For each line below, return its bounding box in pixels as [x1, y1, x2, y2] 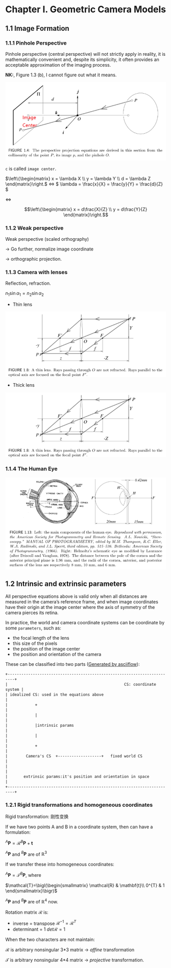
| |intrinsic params [5, 723, 74, 728]
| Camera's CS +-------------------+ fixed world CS [5, 753, 143, 759]
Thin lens [12, 301, 32, 308]
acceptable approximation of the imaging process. [5, 61, 111, 68]
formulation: [5, 829, 31, 835]
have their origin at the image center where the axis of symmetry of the [5, 604, 155, 610]
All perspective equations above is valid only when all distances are [5, 593, 148, 599]
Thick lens [12, 382, 35, 388]
